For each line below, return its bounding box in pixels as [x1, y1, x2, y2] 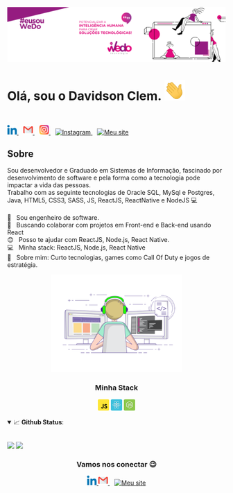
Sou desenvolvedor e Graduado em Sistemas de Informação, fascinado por [7, 166, 223, 175]
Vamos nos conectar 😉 [76, 459, 157, 469]
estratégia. [7, 261, 38, 269]
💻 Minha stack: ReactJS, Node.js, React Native [7, 243, 146, 252]
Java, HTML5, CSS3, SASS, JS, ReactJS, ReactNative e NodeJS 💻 [7, 196, 198, 205]
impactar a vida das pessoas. [7, 181, 92, 189]
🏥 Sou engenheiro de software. [7, 214, 99, 222]
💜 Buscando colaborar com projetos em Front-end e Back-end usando [7, 221, 212, 230]
